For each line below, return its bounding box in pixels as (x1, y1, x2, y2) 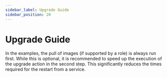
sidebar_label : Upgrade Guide (5, 7, 70, 13)
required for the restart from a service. (5, 66, 86, 72)
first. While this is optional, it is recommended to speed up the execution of (5, 56, 162, 62)
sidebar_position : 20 (5, 12, 51, 17)
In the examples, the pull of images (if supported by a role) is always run (5, 50, 156, 56)
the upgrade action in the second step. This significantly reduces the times (5, 61, 162, 67)
